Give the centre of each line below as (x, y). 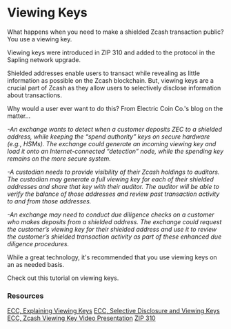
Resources (26, 296)
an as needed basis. (36, 264)
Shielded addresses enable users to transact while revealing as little (103, 73)
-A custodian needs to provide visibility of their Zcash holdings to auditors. (113, 172)
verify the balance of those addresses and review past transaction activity (113, 194)
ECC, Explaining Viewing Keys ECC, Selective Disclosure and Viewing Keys (114, 311)
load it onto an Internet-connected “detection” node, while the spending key (115, 151)
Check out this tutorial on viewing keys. (63, 278)
